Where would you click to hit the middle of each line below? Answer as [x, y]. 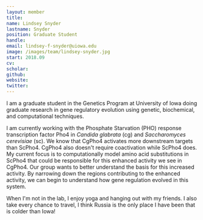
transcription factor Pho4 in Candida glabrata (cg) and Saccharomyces [96, 134]
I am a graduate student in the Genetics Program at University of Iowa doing [102, 103]
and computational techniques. [45, 116]
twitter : [17, 86]
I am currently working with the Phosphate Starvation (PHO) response [94, 128]
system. [16, 186]
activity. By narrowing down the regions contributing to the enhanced [94, 174]
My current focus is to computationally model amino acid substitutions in [98, 154]
